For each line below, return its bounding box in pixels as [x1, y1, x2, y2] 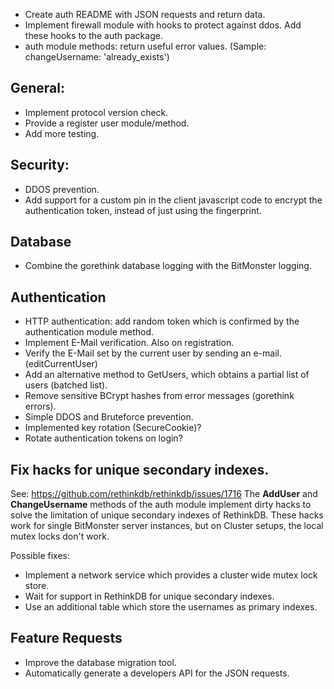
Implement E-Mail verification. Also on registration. [24, 337, 235, 349]
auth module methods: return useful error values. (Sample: [24, 40, 267, 52]
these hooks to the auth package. [24, 30, 163, 41]
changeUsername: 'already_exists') [24, 51, 170, 63]
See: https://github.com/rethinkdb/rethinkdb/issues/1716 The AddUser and [10, 488, 318, 500]
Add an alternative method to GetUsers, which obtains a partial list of [24, 369, 310, 381]
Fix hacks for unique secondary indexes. [10, 461, 270, 478]
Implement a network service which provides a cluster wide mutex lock [24, 569, 318, 581]
